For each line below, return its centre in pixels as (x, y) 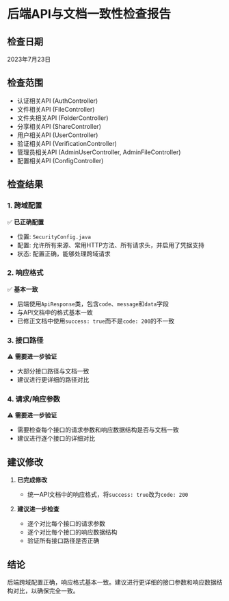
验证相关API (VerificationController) (67, 143)
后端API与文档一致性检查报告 (89, 14)
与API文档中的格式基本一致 (55, 312)
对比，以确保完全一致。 (46, 591)
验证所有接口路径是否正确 (63, 541)
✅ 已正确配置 (26, 222)
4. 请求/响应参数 (33, 400)
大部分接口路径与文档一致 (53, 371)
